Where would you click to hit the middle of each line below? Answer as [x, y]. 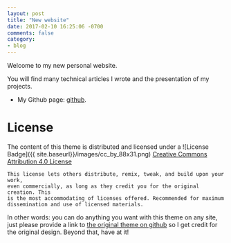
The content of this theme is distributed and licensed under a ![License [108, 147]
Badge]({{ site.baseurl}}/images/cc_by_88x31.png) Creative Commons [107, 154]
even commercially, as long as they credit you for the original [103, 186]
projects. [20, 86]
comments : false [30, 33]
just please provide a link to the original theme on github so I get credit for [112, 224]
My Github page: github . [52, 100]
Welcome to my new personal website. [62, 65]
